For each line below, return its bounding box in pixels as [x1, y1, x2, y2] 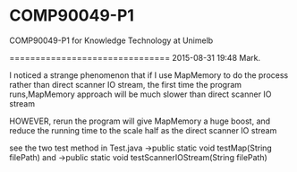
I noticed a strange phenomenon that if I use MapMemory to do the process [9, 69, 289, 81]
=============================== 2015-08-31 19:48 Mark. [9, 52, 261, 63]
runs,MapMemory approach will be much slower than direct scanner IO [9, 89, 272, 99]
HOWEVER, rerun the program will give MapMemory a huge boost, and [9, 116, 271, 126]
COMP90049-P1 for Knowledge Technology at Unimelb [9, 35, 214, 46]
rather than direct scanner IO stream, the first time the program [9, 79, 242, 90]
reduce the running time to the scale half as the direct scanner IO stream [9, 125, 277, 135]
